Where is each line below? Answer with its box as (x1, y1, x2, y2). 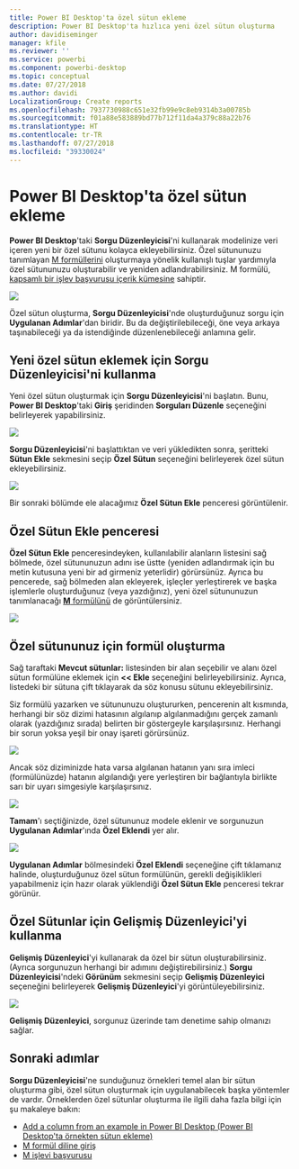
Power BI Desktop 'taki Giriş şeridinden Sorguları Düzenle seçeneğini (9, 400, 267, 411)
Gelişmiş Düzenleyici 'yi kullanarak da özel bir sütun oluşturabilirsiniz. (9, 952, 267, 963)
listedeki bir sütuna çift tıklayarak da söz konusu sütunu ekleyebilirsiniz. (9, 682, 274, 692)
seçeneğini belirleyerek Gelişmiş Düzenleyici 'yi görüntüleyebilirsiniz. (9, 981, 265, 992)
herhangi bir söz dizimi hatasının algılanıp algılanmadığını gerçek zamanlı (9, 709, 278, 719)
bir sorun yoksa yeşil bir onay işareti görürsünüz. (9, 728, 190, 739)
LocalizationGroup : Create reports (9, 96, 143, 106)
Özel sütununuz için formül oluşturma (9, 639, 226, 654)
